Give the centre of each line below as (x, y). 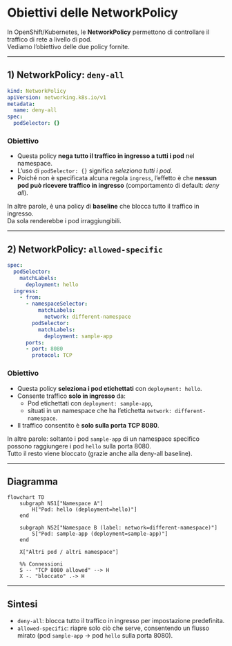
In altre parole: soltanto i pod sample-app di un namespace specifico (104, 439)
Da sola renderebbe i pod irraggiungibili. (65, 221)
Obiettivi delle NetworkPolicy (93, 13)
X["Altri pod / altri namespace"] (69, 552)
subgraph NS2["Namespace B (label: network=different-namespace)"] (118, 528)
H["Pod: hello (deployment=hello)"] (85, 510)
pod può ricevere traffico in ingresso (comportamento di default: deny (118, 186)
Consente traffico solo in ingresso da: (71, 396)
